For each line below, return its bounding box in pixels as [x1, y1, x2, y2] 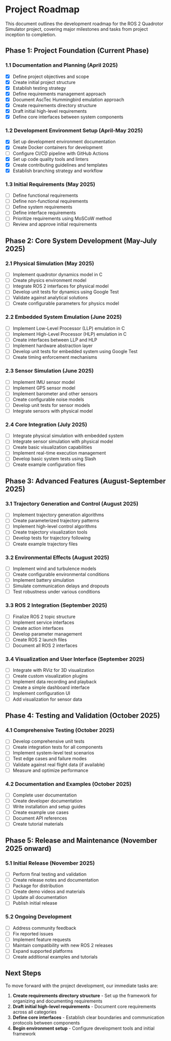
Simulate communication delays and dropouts [12, 583, 109, 589]
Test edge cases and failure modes [12, 756, 87, 762]
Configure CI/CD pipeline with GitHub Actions [12, 150, 109, 156]
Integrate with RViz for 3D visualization [12, 667, 94, 673]
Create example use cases [12, 809, 69, 815]
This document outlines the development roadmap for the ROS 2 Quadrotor [5, 21, 164, 27]
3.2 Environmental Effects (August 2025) [5, 554, 110, 561]
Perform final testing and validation [12, 871, 87, 877]
